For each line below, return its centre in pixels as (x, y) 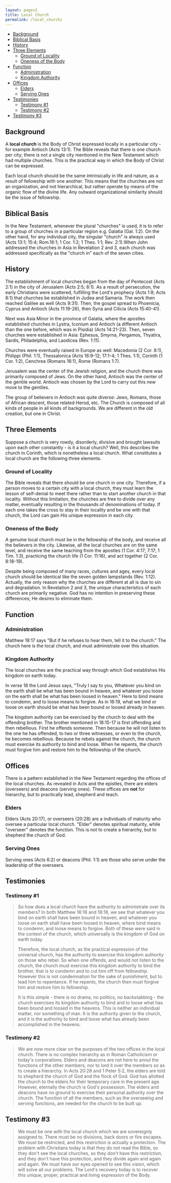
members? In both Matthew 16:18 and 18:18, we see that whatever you (91, 912)
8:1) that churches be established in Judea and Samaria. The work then (80, 298)
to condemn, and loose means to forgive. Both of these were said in (89, 929)
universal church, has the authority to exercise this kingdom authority (91, 955)
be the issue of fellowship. (33, 198)
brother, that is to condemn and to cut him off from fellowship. (83, 971)
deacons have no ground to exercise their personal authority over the (91, 1092)
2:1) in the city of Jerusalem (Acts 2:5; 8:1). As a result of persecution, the (82, 287)
